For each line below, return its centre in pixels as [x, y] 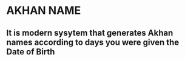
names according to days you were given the [93, 42]
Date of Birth [31, 52]
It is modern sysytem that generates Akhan [90, 33]
